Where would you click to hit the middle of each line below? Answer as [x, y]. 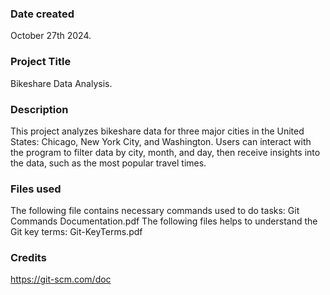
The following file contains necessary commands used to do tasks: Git [155, 211]
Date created [42, 14]
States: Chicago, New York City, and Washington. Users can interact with [161, 141]
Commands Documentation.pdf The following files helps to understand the [164, 221]
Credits [28, 258]
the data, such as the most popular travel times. [108, 163]
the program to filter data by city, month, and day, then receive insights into [165, 152]
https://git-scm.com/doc [61, 279]
